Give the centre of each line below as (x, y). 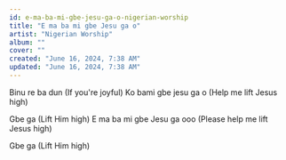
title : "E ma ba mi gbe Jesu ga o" (75, 26)
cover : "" (28, 51)
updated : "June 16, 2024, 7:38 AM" (75, 68)
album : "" (28, 42)
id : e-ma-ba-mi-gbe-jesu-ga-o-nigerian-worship (99, 17)
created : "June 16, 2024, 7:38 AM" (75, 59)
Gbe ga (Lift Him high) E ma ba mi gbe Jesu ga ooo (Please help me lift (139, 119)
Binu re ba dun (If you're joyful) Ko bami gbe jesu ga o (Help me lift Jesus (143, 92)
